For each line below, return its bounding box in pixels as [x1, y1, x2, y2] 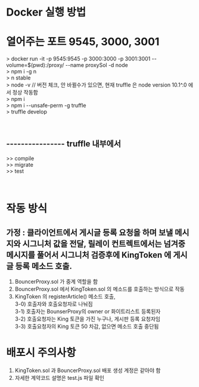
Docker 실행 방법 [6, 5, 86, 19]
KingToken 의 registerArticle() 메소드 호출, [14, 293, 116, 300]
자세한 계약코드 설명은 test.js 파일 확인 [14, 374, 105, 381]
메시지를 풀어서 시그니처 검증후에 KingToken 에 [6, 250, 172, 260]
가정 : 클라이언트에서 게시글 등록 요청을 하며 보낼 [6, 228, 173, 238]
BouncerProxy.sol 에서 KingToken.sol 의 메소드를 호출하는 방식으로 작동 [14, 285, 185, 293]
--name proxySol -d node [65, 62, 128, 69]
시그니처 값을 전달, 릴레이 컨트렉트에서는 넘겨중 [22, 238, 186, 248]
